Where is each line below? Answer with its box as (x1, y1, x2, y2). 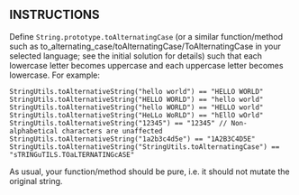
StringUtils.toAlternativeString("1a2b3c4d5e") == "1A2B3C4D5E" (9, 135, 256, 144)
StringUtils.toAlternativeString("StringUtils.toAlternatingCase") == (9, 142, 280, 152)
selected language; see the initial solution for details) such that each (9, 50, 263, 61)
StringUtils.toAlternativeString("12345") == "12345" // (9, 118, 228, 127)
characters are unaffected (61, 126, 164, 135)
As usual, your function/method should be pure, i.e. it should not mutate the (9, 166, 290, 177)
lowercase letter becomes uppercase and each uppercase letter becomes (9, 60, 284, 70)
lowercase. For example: (9, 70, 101, 80)
